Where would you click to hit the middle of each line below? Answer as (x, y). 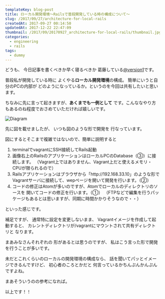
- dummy (17, 55)
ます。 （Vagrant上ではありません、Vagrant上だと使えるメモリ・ (86, 162)
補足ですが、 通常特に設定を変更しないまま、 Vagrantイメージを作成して (79, 220)
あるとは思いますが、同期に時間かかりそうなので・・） (85, 199)
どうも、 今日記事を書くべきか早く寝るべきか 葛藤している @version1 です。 (81, 70)
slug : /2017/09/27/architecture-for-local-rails (56, 19)
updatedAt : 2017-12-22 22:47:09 (38, 28)
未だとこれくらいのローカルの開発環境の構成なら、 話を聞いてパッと (74, 259)
